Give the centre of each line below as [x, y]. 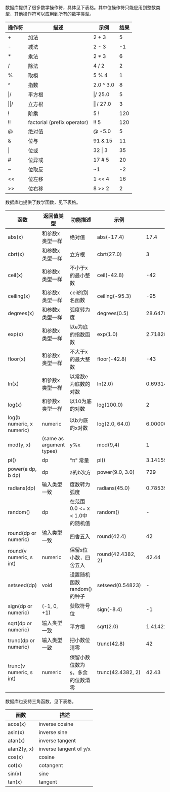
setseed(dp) [22, 585]
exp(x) [16, 334]
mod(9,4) [108, 445]
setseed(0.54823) [119, 585]
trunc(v [16, 666]
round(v [17, 551]
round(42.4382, [116, 554]
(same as [53, 438]
